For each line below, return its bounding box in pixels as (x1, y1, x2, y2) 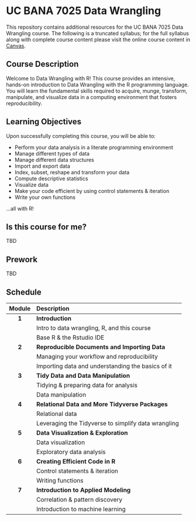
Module (9, 305, 31, 312)
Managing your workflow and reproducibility (36, 353, 158, 360)
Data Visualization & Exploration (36, 429, 128, 437)
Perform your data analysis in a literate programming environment (14, 144, 174, 151)
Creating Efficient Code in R (36, 458, 116, 465)
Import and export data (14, 163, 70, 170)
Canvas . (6, 42, 26, 49)
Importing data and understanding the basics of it (36, 362, 173, 370)
